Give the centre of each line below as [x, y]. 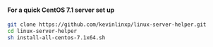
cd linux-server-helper [42, 32]
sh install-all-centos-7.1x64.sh [56, 38]
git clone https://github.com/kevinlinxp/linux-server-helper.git [107, 25]
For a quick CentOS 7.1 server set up [61, 10]
